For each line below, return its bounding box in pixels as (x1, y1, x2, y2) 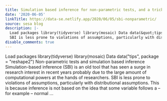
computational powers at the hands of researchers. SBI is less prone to (5, 74, 151, 80)
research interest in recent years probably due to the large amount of (5, 69, 147, 75)
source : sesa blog (5, 21, 43, 26)
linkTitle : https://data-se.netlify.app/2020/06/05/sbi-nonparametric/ (5, 16, 157, 21)
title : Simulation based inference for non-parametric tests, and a (5, 7, 150, 12)
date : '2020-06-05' (5, 12, 46, 17)
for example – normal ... (5, 90, 54, 96)
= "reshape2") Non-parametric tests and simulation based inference (5, 58, 145, 65)
